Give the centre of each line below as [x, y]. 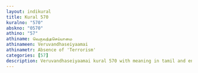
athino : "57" [22, 34]
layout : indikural [29, 11]
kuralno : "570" [25, 22]
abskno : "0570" [25, 28]
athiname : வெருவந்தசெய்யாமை [39, 39]
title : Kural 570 [27, 17]
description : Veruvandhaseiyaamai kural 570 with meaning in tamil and [96, 61]
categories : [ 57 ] [27, 55]
